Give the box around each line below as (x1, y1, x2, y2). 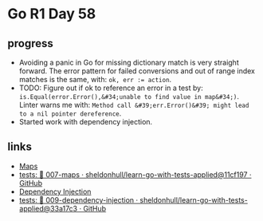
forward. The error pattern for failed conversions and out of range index (18, 66, 256, 76)
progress (7, 37, 53, 50)
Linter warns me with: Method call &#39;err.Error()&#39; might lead (18, 101, 249, 109)
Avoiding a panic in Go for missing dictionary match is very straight (18, 57, 240, 67)
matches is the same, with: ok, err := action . (18, 75, 172, 84)
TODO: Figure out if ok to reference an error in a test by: (18, 83, 204, 93)
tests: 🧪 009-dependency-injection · (18, 195, 139, 204)
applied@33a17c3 (18, 203, 77, 213)
